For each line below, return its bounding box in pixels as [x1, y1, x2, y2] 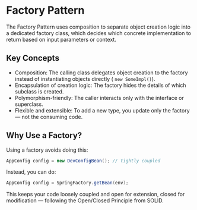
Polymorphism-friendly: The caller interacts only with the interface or [14, 94, 184, 101]
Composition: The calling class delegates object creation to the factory [14, 69, 188, 76]
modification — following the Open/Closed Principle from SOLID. [6, 197, 164, 204]
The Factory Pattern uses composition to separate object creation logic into [6, 23, 191, 30]
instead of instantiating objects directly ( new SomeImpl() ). [14, 75, 155, 82]
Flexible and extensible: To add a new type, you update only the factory [14, 106, 190, 114]
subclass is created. [14, 87, 64, 95]
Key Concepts [6, 53, 59, 63]
